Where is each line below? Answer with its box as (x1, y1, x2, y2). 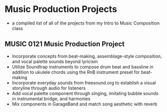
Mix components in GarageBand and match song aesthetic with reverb (11, 101, 157, 107)
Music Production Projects (4, 3, 117, 15)
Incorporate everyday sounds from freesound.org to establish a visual (11, 79, 156, 85)
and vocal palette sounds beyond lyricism (11, 58, 98, 64)
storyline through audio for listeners (11, 85, 86, 91)
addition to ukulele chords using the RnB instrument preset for (11, 69, 140, 75)
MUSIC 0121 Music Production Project (4, 40, 125, 48)
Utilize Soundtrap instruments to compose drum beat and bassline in (11, 63, 153, 69)
